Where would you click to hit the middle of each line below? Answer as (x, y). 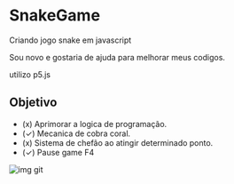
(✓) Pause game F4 (58, 152)
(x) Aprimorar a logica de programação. (94, 124)
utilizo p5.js (30, 74)
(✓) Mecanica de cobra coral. (76, 133)
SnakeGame (55, 16)
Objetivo (33, 103)
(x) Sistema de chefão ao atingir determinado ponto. (117, 142)
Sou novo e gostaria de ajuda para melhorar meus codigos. (117, 57)
